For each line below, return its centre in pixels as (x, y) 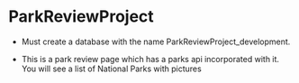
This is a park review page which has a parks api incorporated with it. (150, 59)
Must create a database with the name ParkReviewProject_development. (156, 41)
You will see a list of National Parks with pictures (111, 69)
